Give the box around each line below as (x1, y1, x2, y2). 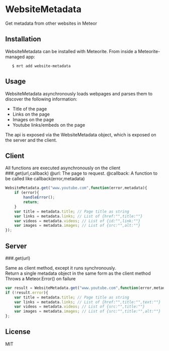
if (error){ (14, 190, 39, 195)
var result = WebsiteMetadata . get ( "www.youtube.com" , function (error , (5, 285, 154, 290)
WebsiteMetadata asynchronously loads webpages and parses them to (5, 90, 152, 96)
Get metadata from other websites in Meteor (5, 20, 97, 26)
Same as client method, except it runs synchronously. (5, 265, 117, 271)
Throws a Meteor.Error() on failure (5, 275, 76, 281)
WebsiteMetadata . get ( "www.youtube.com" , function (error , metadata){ (5, 185, 147, 190)
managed (5, 54, 25, 60)
